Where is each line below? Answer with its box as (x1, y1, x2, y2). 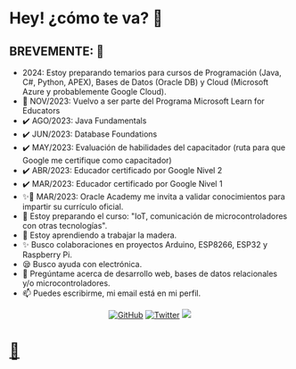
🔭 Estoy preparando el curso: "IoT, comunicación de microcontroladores (21, 211, 288, 222)
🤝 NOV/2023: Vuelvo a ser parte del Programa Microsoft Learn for (21, 96, 265, 106)
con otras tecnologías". (21, 221, 108, 231)
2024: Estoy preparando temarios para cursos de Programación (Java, (21, 67, 283, 78)
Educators (21, 105, 61, 115)
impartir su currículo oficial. (21, 201, 124, 212)
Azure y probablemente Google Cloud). (21, 87, 167, 96)
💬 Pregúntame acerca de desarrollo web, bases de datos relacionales (21, 268, 278, 279)
